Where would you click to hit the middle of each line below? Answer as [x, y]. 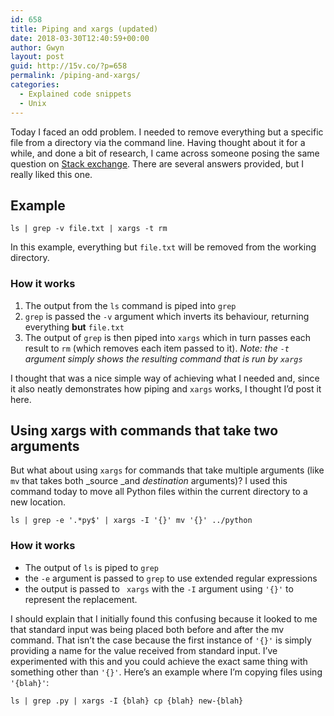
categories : [35, 85]
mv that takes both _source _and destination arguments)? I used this [149, 481]
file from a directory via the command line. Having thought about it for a [158, 142]
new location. [38, 502]
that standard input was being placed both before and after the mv [147, 629]
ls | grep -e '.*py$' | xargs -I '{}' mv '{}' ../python [131, 521]
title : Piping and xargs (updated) [84, 29]
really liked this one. [51, 174]
